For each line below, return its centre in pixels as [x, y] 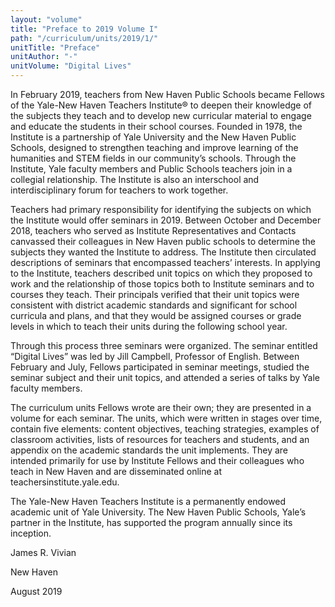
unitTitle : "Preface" [55, 47]
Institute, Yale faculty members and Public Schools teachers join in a [151, 169]
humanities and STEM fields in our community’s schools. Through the [153, 158]
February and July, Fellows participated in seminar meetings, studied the [160, 367]
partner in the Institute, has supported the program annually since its [151, 522]
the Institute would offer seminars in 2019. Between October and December [166, 220]
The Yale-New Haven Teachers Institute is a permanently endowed [148, 501]
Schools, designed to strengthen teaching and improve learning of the [154, 147]
